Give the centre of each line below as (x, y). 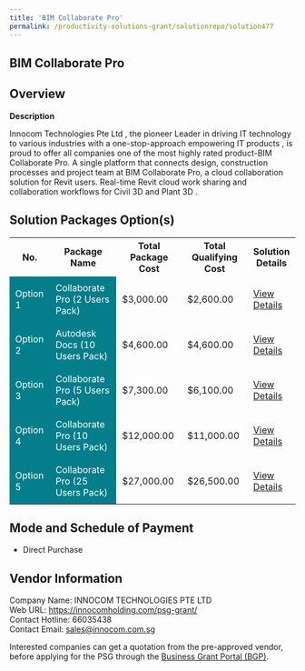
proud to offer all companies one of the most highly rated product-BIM (141, 153)
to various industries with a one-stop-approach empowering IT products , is (151, 143)
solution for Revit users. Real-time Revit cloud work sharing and (128, 182)
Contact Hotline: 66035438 (60, 620)
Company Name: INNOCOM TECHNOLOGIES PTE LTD (111, 600)
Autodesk (76, 333)
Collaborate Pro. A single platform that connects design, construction (139, 162)
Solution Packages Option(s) (92, 220)
